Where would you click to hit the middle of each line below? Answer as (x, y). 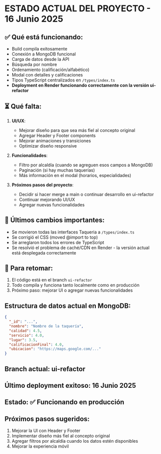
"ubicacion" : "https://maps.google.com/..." (55, 349)
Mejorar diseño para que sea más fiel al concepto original (77, 130)
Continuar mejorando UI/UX (47, 200)
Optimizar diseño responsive (48, 146)
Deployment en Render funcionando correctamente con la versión (80, 85)
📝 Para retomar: (29, 268)
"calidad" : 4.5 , (25, 331)
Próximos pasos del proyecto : (43, 185)
